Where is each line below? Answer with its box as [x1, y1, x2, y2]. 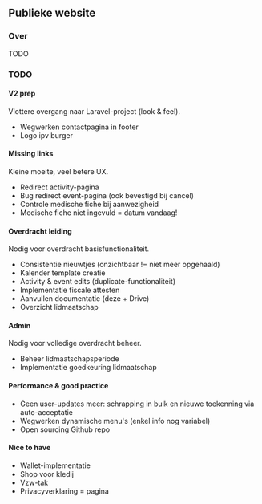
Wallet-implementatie [19, 461, 91, 470]
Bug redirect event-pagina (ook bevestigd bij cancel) [19, 191, 195, 201]
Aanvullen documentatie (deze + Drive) [19, 294, 150, 303]
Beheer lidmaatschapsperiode [19, 354, 119, 364]
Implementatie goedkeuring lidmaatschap [19, 363, 158, 372]
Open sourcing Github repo [19, 425, 111, 434]
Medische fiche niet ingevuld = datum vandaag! [19, 208, 178, 217]
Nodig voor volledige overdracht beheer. [8, 339, 142, 348]
